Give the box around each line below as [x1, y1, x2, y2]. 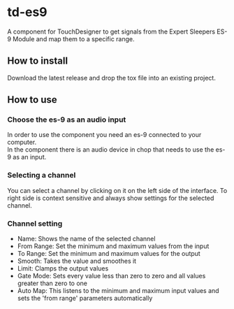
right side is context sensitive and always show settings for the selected [7, 194, 214, 202]
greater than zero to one [17, 279, 87, 287]
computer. [7, 138, 37, 147]
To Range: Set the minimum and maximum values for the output [17, 250, 200, 258]
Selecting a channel [7, 171, 76, 180]
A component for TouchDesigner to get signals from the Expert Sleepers [7, 27, 215, 36]
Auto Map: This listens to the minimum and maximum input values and [17, 287, 219, 295]
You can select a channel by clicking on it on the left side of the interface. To [7, 186, 228, 194]
